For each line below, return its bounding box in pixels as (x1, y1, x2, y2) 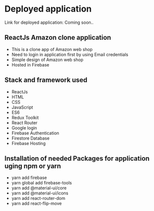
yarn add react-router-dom (11, 195, 66, 201)
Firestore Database (11, 135, 50, 141)
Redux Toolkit (11, 114, 39, 120)
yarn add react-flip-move (11, 200, 62, 207)
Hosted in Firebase (11, 62, 49, 67)
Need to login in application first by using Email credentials (11, 51, 128, 57)
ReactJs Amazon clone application (4, 33, 112, 42)
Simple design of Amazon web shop (11, 57, 84, 63)
